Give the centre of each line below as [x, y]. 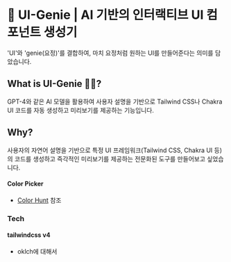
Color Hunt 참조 [39, 200]
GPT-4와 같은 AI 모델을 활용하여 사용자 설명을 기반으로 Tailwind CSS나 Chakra [115, 101]
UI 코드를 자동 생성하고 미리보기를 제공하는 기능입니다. [81, 110]
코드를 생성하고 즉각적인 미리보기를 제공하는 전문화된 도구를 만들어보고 [110, 158]
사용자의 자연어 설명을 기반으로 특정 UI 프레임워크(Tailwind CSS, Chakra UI [110, 150]
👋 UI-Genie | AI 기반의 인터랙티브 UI [105, 15]
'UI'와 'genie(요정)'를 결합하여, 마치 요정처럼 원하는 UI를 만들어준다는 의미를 [110, 53]
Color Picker [25, 184]
